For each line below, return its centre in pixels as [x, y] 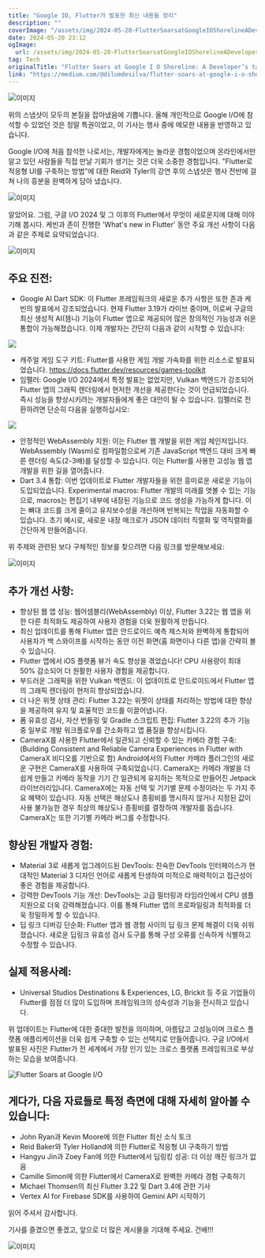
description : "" [35, 23]
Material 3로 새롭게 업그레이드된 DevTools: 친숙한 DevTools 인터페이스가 [133, 866]
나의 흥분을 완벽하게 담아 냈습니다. [69, 181]
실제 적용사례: [40, 972]
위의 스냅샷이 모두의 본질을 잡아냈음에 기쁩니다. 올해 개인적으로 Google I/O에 [127, 115]
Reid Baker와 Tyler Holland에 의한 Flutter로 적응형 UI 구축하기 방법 [124, 1147]
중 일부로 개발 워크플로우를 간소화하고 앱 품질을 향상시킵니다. [113, 730]
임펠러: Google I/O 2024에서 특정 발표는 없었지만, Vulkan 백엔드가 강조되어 [136, 380]
